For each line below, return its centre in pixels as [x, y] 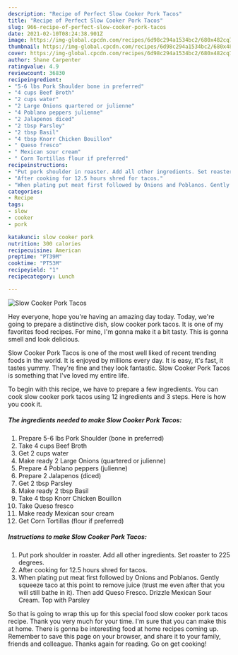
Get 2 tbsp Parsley [45, 483]
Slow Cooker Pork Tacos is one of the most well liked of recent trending [112, 353]
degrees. [31, 562]
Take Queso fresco [46, 506]
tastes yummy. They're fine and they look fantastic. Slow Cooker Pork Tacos [119, 368]
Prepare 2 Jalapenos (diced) [60, 475]
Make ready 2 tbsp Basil [53, 491]
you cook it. [25, 404]
